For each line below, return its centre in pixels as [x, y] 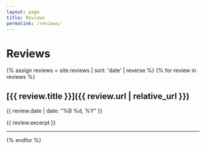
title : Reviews [26, 18]
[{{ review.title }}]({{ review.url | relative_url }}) [98, 96]
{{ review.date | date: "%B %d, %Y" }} [55, 111]
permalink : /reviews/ [34, 23]
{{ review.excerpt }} [31, 123]
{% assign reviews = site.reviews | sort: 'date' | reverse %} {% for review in [101, 70]
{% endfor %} [24, 140]
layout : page [23, 12]
